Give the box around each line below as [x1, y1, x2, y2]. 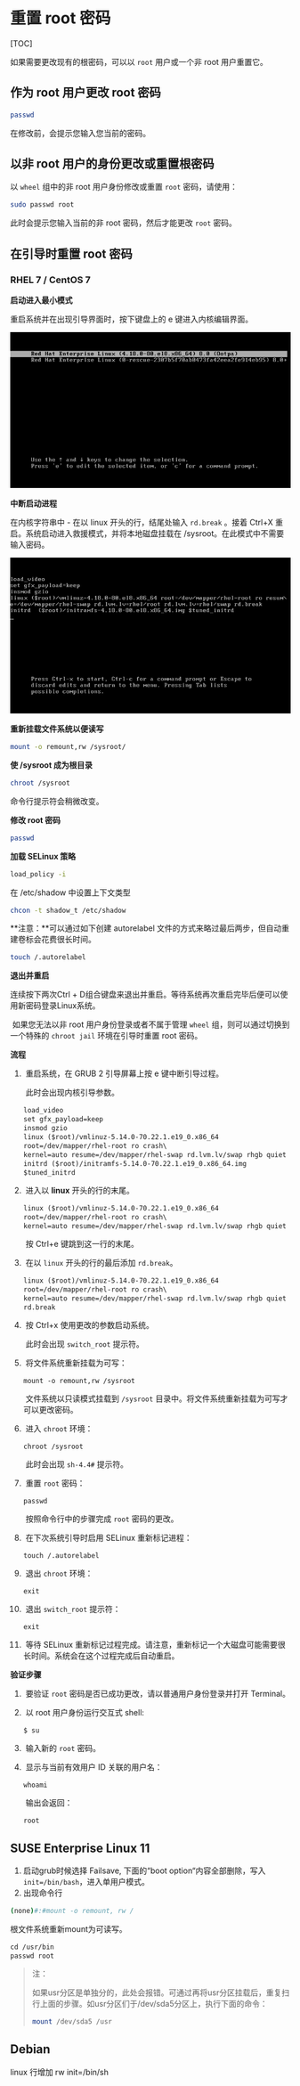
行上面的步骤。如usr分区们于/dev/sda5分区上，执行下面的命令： [31, 1998, 268, 2009]
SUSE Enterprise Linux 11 [10, 1840, 150, 1855]
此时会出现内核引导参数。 [25, 1088, 119, 1098]
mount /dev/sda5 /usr [31, 2017, 112, 2026]
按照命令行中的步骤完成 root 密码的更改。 [25, 1513, 179, 1524]
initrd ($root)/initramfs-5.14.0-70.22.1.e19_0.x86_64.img [22, 1160, 247, 1169]
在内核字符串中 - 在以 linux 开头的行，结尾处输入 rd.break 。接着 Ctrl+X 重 [10, 517, 284, 527]
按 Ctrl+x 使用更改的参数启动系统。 [25, 1320, 154, 1331]
